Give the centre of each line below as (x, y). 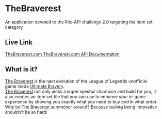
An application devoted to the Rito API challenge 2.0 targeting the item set (79, 22)
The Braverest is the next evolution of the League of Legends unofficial (76, 81)
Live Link (19, 42)
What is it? (21, 69)
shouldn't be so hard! (26, 112)
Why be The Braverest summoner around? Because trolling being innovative (81, 107)
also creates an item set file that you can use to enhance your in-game (76, 96)
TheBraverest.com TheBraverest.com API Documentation (62, 54)
